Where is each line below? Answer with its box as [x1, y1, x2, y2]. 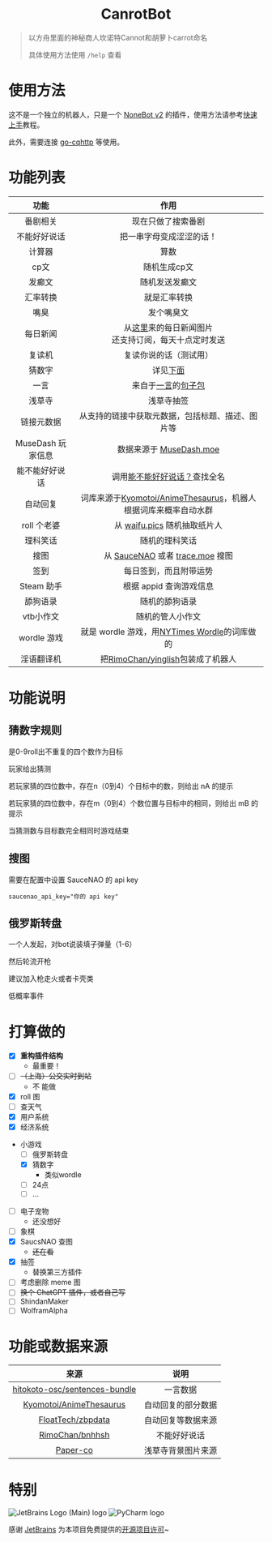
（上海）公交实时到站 [19, 1071, 91, 1081]
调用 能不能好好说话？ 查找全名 [111, 471, 225, 482]
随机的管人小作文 [135, 610, 201, 622]
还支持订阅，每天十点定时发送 [111, 334, 225, 345]
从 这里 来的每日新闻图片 [123, 322, 213, 333]
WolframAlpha [19, 1306, 68, 1316]
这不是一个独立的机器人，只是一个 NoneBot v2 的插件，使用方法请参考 [8, 109, 244, 119]
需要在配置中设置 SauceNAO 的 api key [8, 875, 139, 885]
